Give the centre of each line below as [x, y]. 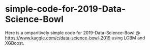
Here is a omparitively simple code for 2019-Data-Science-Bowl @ [73, 33]
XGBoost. [15, 43]
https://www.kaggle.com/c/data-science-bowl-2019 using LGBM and [75, 38]
